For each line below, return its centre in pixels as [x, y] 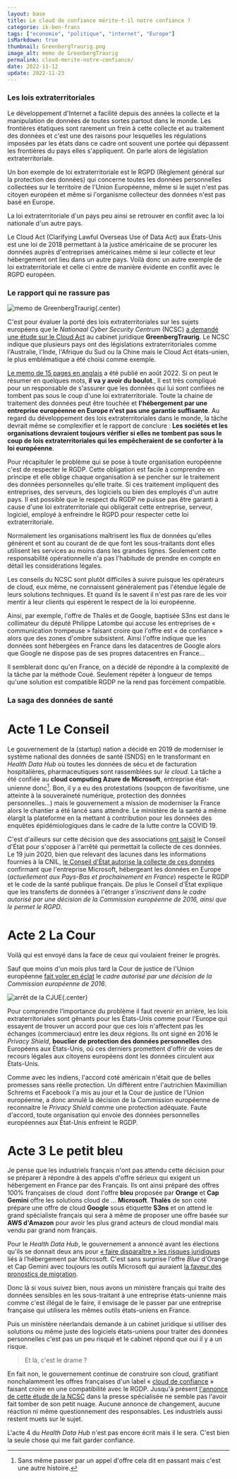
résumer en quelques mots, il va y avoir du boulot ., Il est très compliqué [112, 381]
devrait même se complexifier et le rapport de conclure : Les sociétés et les [117, 426]
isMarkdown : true [33, 40]
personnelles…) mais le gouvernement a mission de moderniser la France [114, 802]
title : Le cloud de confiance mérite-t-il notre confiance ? [99, 21]
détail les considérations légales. [55, 566]
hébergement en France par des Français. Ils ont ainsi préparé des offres [113, 1186]
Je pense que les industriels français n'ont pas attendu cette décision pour [116, 1170]
